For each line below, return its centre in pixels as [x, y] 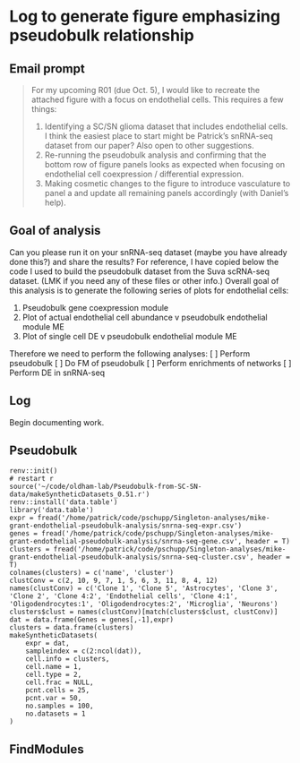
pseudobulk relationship [102, 35]
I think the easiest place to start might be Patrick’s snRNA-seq [159, 136]
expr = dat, [47, 643]
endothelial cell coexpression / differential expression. [144, 174]
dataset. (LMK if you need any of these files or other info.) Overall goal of [144, 280]
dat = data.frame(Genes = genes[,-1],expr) [92, 620]
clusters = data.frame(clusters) [72, 628]
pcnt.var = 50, [54, 699]
